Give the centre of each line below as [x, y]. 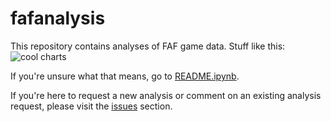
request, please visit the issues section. [91, 106]
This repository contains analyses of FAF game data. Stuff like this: [148, 46]
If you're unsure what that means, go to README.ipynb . [125, 76]
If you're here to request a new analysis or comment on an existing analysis [166, 95]
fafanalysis [58, 18]
